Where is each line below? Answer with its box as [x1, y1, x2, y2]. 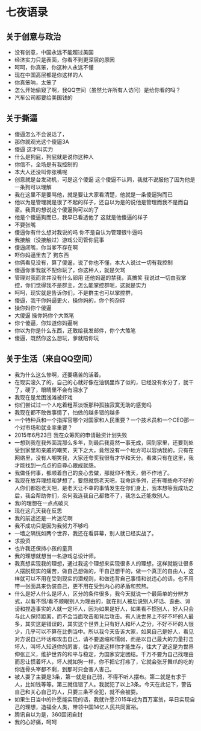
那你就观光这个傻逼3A [14, 138, 70, 145]
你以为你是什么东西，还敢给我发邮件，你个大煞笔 [14, 327, 136, 334]
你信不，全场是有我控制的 [14, 161, 78, 168]
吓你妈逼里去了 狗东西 [14, 251, 69, 259]
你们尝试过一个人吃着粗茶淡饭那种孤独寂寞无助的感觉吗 [14, 401, 152, 408]
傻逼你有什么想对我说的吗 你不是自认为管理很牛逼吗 [14, 228, 143, 236]
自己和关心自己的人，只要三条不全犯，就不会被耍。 [14, 688, 141, 695]
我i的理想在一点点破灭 [14, 499, 69, 506]
